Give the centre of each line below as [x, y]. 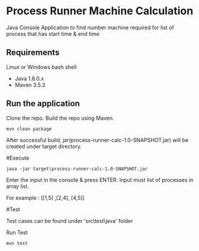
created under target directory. [44, 146]
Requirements [33, 53]
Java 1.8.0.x [29, 78]
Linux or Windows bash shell [41, 67]
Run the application [43, 103]
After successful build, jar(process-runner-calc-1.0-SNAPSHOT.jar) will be [97, 140]
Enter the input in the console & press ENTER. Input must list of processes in [100, 179]
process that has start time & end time [53, 33]
